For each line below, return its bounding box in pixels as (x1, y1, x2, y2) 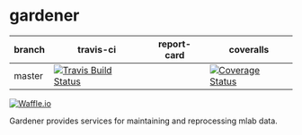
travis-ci (77, 43, 117, 55)
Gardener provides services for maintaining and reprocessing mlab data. (9, 115, 279, 126)
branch (13, 43, 46, 55)
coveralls (228, 43, 270, 55)
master (13, 69, 43, 81)
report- (157, 38, 191, 50)
